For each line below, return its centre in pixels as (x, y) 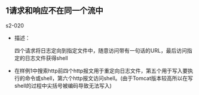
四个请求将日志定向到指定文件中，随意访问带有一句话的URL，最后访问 (101, 50)
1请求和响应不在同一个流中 (55, 11)
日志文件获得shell (46, 58)
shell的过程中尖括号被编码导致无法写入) (63, 85)
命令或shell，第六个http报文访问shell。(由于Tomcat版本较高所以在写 (109, 78)
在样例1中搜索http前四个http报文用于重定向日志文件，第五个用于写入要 (101, 71)
